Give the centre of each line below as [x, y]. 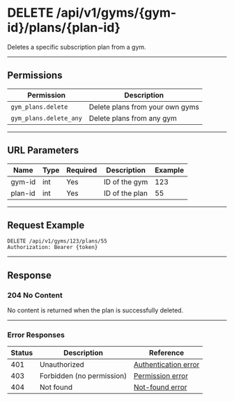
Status [22, 353]
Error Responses [36, 335]
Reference [166, 353]
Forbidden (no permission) [83, 376]
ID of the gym [126, 181]
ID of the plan [126, 193]
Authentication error [166, 365]
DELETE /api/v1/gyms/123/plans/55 [57, 241]
